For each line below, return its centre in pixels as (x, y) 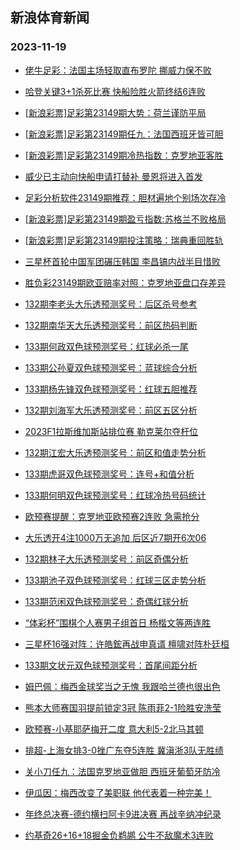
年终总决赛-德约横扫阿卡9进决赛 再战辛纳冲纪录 (123, 814)
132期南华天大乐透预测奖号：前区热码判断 (111, 325)
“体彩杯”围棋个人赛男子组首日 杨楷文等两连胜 (118, 622)
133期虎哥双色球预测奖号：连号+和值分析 (109, 474)
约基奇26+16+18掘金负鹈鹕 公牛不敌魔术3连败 (119, 835)
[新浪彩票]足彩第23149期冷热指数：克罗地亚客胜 (124, 155)
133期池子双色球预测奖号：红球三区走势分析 (115, 580)
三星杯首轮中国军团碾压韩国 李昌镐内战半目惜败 (122, 261)
